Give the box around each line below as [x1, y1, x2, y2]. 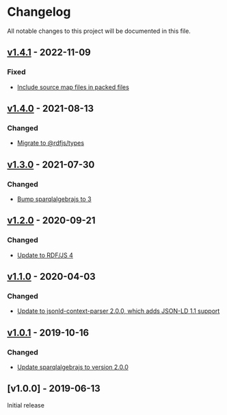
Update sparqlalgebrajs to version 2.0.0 [16, 363, 129, 371]
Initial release [7, 401, 44, 409]
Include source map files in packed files [16, 83, 130, 91]
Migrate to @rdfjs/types [16, 139, 84, 147]
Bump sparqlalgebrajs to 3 [16, 195, 92, 203]
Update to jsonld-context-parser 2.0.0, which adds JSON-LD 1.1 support [16, 307, 220, 316]
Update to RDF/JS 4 [16, 251, 74, 259]
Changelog [7, 4, 71, 20]
